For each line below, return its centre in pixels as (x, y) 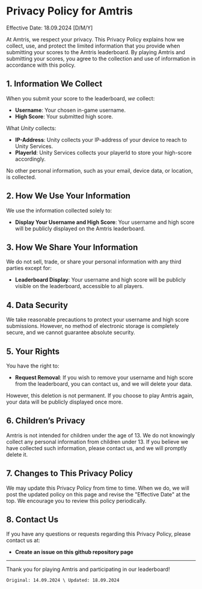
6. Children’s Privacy (46, 421)
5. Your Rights (33, 351)
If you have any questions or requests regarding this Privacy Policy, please (99, 534)
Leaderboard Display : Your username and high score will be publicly (100, 280)
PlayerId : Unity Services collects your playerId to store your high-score (103, 152)
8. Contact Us (32, 520)
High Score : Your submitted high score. (64, 116)
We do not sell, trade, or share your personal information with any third (94, 262)
